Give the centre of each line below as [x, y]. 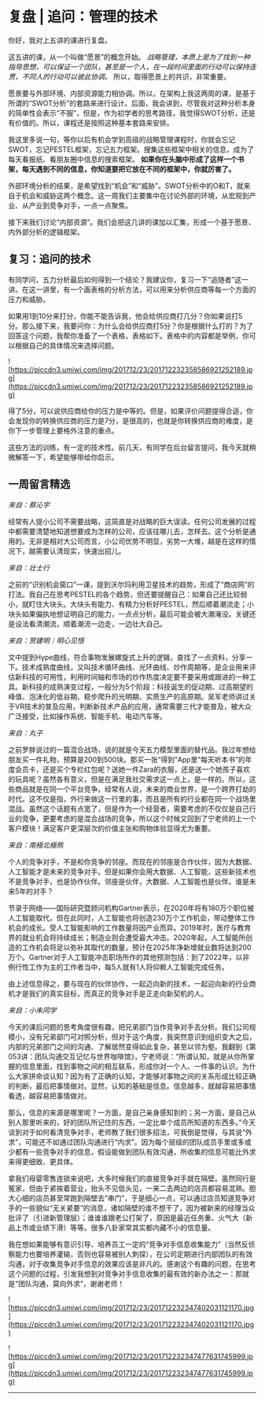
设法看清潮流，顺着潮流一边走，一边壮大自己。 [90, 624]
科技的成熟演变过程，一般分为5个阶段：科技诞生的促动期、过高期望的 [141, 687]
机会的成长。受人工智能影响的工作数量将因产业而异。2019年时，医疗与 [123, 927]
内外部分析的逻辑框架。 [46, 232]
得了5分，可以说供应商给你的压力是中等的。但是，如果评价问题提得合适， [127, 411]
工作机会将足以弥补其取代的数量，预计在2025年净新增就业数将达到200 [136, 947]
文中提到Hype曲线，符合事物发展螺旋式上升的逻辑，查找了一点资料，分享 [127, 657]
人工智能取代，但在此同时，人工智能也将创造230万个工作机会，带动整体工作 [132, 917]
